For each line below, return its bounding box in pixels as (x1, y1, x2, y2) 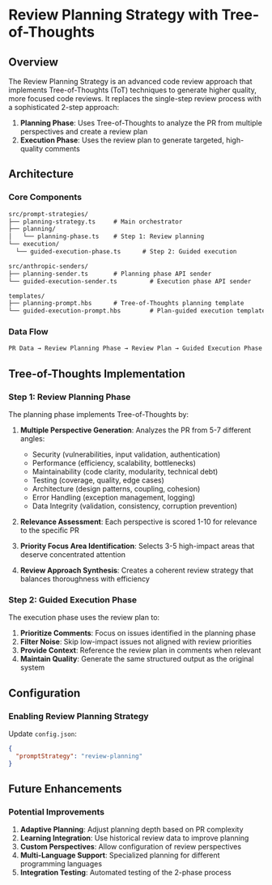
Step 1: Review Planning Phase (8, 391, 131, 402)
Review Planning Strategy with (8, 6, 219, 24)
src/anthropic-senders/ (8, 262, 89, 270)
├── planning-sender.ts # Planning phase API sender (8, 270, 212, 278)
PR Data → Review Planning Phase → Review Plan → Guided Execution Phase (8, 344, 263, 353)
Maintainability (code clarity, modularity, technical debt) (32, 467, 219, 477)
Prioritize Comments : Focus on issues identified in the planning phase (19, 628, 257, 638)
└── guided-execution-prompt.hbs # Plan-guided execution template (8, 307, 266, 315)
